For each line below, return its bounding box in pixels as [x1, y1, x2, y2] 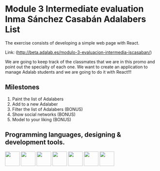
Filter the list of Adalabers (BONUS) [12, 106, 83, 112]
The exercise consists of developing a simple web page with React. [5, 40, 140, 46]
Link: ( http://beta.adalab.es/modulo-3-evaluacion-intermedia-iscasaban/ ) [5, 49, 152, 55]
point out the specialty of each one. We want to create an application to [5, 64, 148, 70]
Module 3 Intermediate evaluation [5, 3, 144, 15]
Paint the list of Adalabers [12, 96, 64, 102]
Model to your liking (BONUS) [12, 116, 71, 122]
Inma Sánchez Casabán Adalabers [5, 14, 146, 25]
